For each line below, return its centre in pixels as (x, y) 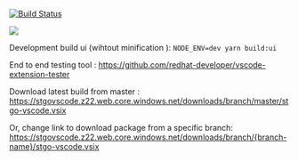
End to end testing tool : (53, 65)
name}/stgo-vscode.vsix (54, 146)
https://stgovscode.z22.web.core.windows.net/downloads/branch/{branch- (148, 137)
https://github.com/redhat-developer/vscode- (182, 65)
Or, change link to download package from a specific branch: (121, 128)
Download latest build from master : (75, 92)
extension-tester (40, 74)
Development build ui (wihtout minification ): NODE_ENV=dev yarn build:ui (143, 48)
